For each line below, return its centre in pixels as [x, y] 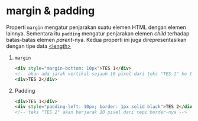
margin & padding [51, 11]
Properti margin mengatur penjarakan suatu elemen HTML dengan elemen [96, 27]
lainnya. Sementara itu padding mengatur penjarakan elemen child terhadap [98, 33]
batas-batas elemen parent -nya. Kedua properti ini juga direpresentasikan [96, 40]
